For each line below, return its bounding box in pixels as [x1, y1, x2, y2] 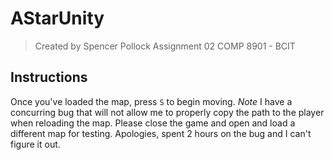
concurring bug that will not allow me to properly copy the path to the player [10, 106, 325, 118]
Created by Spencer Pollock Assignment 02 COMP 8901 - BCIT [34, 40, 296, 52]
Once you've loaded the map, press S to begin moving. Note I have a [10, 95, 293, 107]
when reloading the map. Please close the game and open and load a [10, 117, 296, 129]
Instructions [10, 69, 88, 86]
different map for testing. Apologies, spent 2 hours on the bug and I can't [10, 127, 312, 139]
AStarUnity [10, 7, 105, 30]
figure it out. [10, 138, 61, 150]
